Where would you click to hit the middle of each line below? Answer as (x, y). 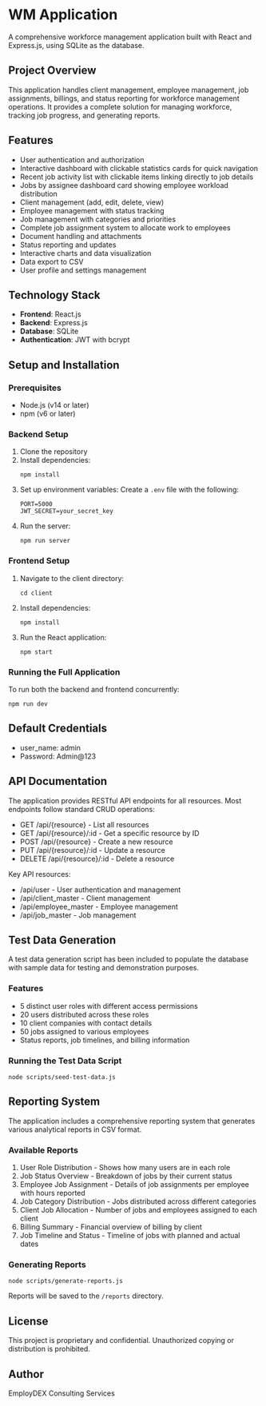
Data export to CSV (52, 261)
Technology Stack (54, 295)
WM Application (63, 15)
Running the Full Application (64, 671)
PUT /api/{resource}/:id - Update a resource (92, 850)
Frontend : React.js (50, 314)
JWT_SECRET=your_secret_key (66, 512)
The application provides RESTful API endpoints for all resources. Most (125, 800)
